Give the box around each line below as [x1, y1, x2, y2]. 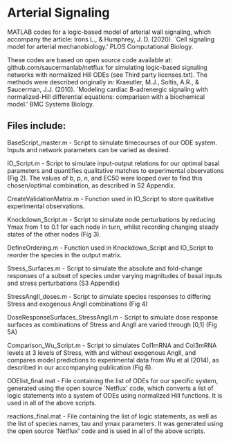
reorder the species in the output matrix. [7, 250, 122, 259]
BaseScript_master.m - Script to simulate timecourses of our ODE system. [7, 138, 218, 147]
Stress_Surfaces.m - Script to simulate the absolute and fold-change [7, 264, 203, 273]
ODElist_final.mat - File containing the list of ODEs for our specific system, [7, 376, 219, 385]
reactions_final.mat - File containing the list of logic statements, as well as [7, 412, 218, 420]
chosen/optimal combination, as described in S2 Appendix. [7, 181, 176, 190]
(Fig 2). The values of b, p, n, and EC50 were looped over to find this [7, 174, 203, 182]
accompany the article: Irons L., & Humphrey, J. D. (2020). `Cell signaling [7, 35, 215, 43]
